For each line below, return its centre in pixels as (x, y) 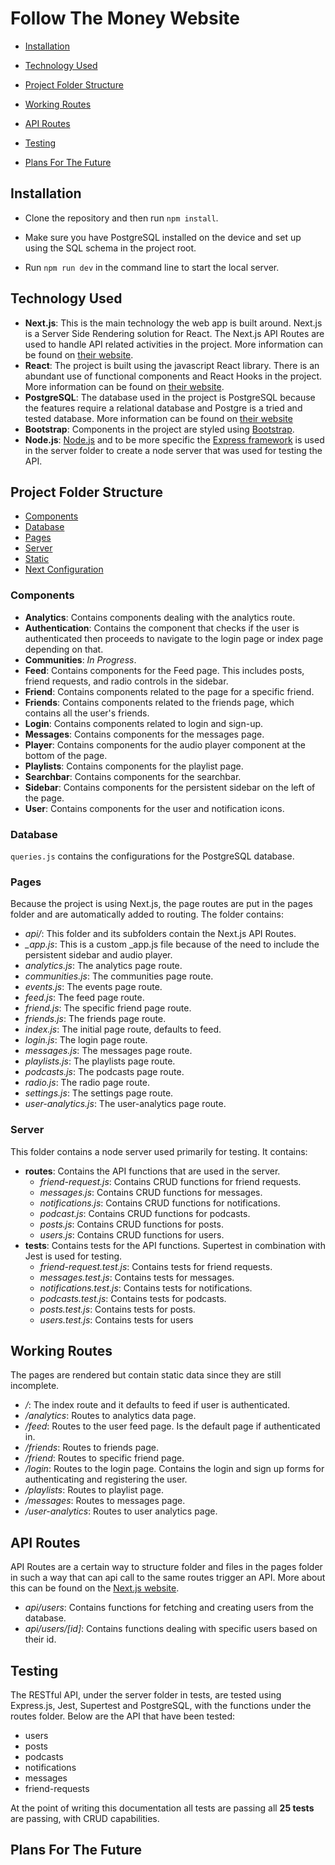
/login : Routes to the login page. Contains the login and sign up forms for (174, 1469)
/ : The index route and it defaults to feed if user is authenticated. (157, 1405)
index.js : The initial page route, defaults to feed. (123, 1029)
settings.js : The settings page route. (99, 1093)
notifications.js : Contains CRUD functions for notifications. (160, 1203)
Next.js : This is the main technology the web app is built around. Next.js (173, 323)
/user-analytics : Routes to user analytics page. (121, 1511)
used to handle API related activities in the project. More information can (173, 344)
